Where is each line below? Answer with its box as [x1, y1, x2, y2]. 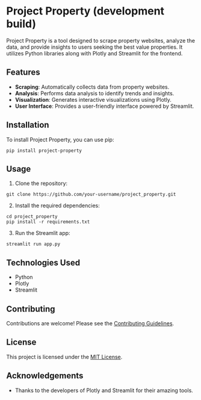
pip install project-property [6, 148, 82, 154]
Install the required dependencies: [14, 202, 100, 209]
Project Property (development [6, 4, 164, 18]
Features [6, 67, 40, 78]
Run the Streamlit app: [14, 230, 70, 237]
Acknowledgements [6, 370, 84, 381]
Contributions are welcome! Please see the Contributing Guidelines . [6, 320, 175, 327]
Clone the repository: [14, 180, 68, 187]
